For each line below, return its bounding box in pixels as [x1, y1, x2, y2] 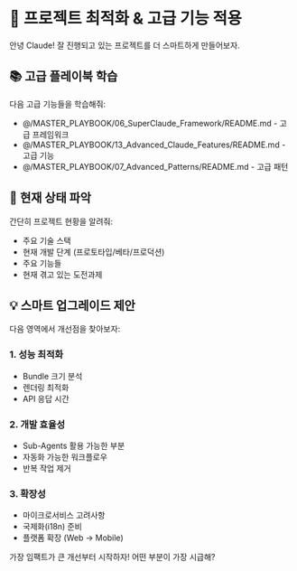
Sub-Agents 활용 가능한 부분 [22, 440, 125, 451]
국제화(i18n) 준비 [22, 521, 83, 532]
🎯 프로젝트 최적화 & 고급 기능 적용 [9, 8, 242, 29]
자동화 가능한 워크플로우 [22, 451, 108, 462]
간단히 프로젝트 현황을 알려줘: [9, 216, 114, 227]
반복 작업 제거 [22, 463, 71, 473]
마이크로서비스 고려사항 [22, 510, 106, 520]
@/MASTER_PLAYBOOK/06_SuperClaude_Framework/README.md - [22, 117, 278, 128]
